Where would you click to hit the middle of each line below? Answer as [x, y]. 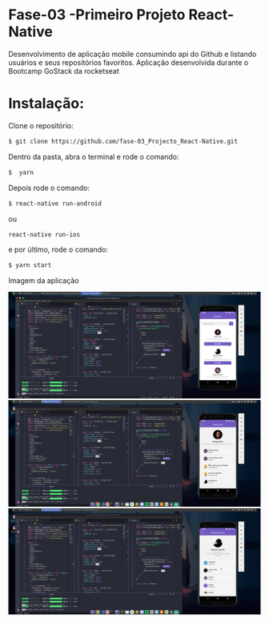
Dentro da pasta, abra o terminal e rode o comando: [94, 156]
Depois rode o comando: [49, 188]
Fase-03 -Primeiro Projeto [97, 15]
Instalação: [46, 104]
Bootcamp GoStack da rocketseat [64, 71]
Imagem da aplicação [44, 281]
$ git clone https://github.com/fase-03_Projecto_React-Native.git [123, 141]
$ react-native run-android [55, 203]
